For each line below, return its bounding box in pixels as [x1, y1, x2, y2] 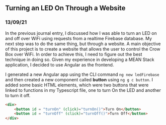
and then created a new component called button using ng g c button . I [5, 76, 153, 82]
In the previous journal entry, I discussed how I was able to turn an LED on [5, 30, 157, 36]
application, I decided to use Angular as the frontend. [5, 62, 114, 67]
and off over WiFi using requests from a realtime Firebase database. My [5, 35, 153, 41]
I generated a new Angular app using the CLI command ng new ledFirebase [5, 71, 160, 77]
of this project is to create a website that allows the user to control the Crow [5, 46, 161, 52]
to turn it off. [5, 92, 31, 98]
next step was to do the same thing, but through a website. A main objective [5, 41, 161, 47]
